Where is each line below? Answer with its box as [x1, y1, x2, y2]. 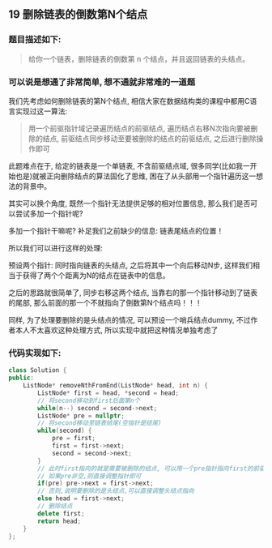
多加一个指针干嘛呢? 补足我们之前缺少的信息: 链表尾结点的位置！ [8, 225, 224, 235]
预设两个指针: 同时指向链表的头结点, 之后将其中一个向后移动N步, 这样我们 [8, 260, 253, 270]
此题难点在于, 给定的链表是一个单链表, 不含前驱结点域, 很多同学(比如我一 [8, 161, 251, 170]
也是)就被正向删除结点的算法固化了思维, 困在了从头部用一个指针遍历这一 [15, 171, 257, 181]
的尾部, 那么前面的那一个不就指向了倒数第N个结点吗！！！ [8, 298, 202, 307]
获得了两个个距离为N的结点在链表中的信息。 [22, 270, 170, 280]
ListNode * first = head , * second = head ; [37, 388, 180, 397]
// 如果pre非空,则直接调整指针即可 [37, 472, 142, 480]
